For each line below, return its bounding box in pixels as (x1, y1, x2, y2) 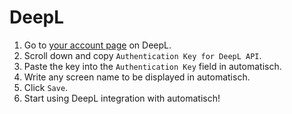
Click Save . (23, 81, 69, 93)
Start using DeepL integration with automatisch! (23, 92, 221, 104)
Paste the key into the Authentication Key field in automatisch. (23, 60, 282, 72)
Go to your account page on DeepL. (23, 39, 172, 51)
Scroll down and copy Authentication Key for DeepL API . (23, 49, 262, 61)
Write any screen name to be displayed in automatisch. (23, 71, 251, 83)
